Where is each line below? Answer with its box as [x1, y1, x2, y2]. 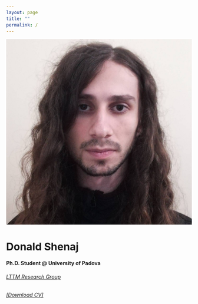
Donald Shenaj [6, 240, 79, 253]
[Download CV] [6, 292, 44, 299]
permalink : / [6, 22, 38, 28]
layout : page [6, 9, 38, 15]
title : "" [6, 15, 31, 22]
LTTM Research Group [6, 273, 61, 280]
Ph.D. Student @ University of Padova [6, 260, 101, 267]
